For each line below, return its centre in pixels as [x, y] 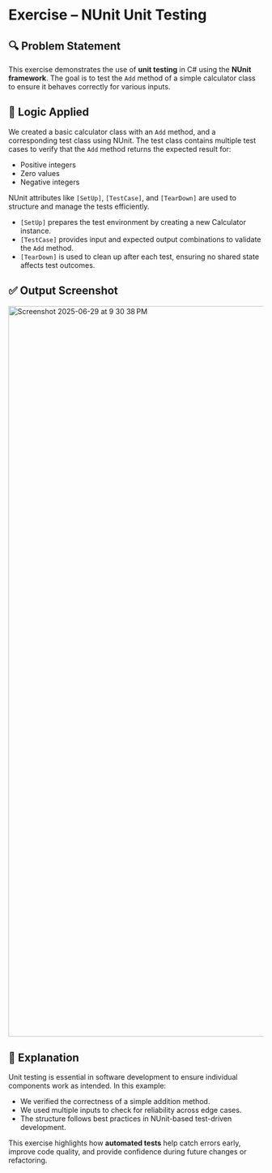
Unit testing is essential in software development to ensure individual [123, 1077]
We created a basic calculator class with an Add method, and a [112, 132]
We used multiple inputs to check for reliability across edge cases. [131, 1110]
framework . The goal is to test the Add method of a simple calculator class [132, 78]
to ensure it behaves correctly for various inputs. [89, 86]
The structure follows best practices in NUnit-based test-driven [126, 1119]
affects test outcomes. [57, 265]
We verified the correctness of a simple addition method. [115, 1102]
